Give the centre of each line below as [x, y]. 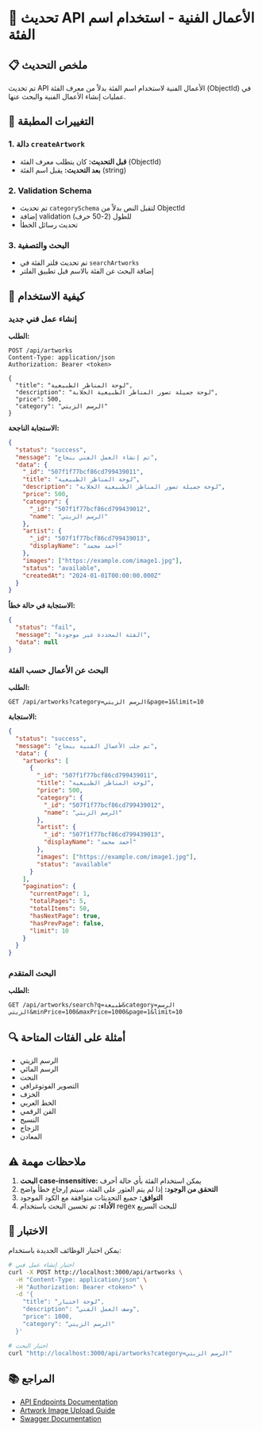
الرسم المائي [39, 1069]
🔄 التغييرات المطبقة [51, 121]
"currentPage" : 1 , [60, 894]
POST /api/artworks [40, 351]
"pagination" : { [50, 886]
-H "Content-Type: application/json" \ [81, 1280]
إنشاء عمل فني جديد [42, 319]
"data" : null [37, 642]
